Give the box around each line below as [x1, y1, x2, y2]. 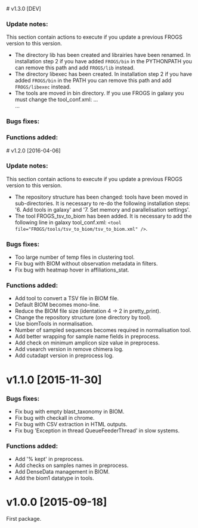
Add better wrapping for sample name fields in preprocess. [14, 333, 160, 340]
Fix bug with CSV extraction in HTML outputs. [14, 420, 128, 428]
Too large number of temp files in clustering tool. [14, 254, 135, 261]
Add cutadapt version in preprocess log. [14, 352, 114, 359]
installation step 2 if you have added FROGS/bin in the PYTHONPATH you [14, 58, 192, 65]
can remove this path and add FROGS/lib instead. [14, 64, 135, 71]
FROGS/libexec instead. [14, 83, 72, 90]
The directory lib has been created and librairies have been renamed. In [14, 51, 191, 59]
